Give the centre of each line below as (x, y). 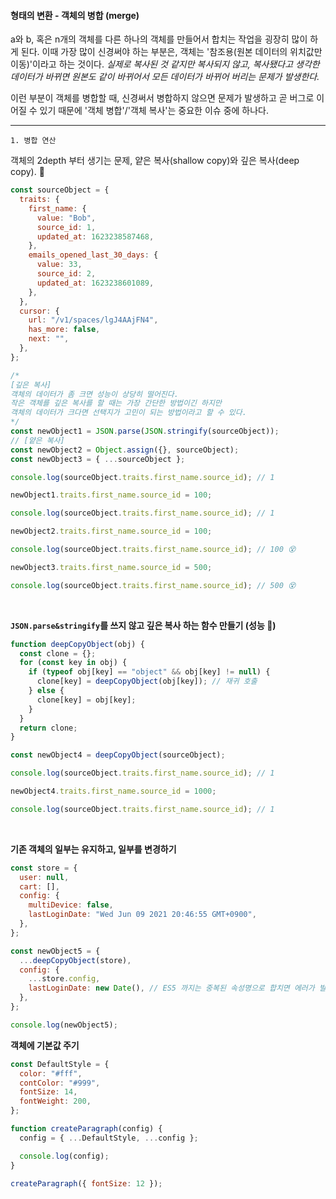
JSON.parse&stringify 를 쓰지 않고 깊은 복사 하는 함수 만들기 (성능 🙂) (143, 625)
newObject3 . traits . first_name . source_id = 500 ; (111, 567)
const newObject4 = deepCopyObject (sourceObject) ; (118, 755)
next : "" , (49, 339)
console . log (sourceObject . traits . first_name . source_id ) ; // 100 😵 (153, 550)
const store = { (44, 868)
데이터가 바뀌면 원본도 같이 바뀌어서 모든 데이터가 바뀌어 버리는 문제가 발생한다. (165, 77)
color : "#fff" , (51, 1073)
